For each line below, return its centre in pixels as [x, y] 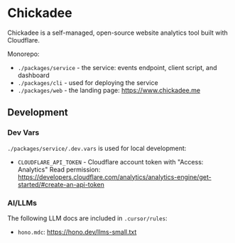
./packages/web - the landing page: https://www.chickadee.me [109, 90]
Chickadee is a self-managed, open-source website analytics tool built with [118, 33]
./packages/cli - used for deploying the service [88, 82]
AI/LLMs [22, 203]
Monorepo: [23, 54]
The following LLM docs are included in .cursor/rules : [88, 218]
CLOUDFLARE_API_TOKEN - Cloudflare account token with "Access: [110, 162]
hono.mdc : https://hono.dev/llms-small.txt [77, 232]
